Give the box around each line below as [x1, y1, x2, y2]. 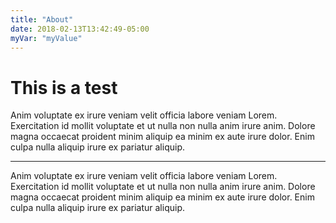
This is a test [10, 76, 118, 99]
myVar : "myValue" [10, 33, 83, 43]
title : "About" [10, 14, 74, 25]
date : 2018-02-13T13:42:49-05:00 [10, 24, 150, 34]
